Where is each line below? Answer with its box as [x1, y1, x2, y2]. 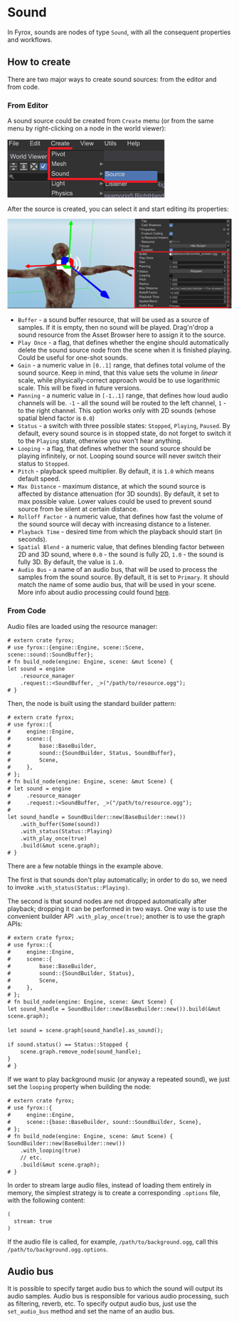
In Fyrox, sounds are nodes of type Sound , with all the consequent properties [7, 28, 231, 36]
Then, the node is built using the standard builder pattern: [7, 699, 176, 707]
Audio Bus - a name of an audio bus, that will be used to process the [17, 566, 218, 574]
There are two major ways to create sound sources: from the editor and [7, 75, 217, 83]
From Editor [7, 100, 48, 110]
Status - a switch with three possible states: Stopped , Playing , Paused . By [17, 422, 230, 430]
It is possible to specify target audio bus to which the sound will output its [7, 1284, 223, 1293]
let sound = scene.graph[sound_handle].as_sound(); [7, 1026, 164, 1034]
